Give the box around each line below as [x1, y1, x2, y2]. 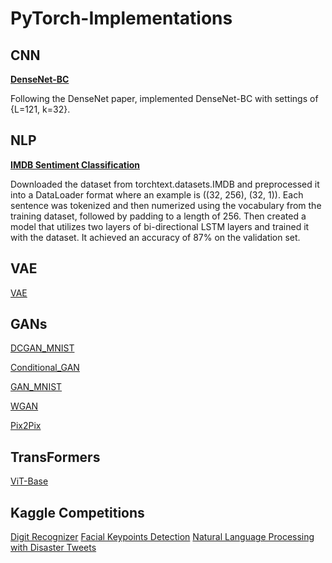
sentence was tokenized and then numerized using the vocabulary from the [10, 199, 322, 211]
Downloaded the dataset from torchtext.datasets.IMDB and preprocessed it [10, 178, 320, 190]
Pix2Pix [10, 420, 42, 432]
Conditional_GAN [10, 362, 80, 374]
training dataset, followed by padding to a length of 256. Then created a [10, 210, 307, 222]
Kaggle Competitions [10, 504, 145, 521]
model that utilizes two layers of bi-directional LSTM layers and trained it [10, 220, 310, 232]
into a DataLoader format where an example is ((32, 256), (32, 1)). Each [10, 188, 304, 201]
